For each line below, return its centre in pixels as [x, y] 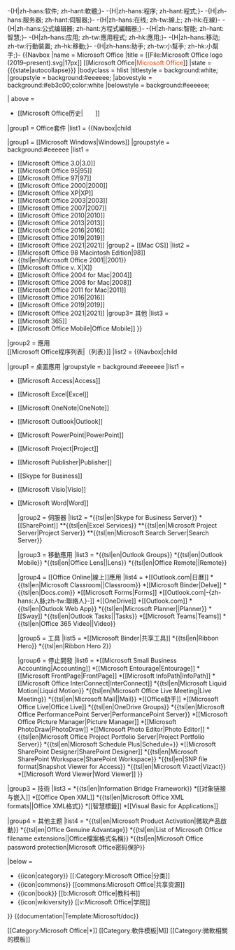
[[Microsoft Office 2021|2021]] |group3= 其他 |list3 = [93, 313]
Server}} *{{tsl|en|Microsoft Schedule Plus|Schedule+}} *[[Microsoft [116, 744]
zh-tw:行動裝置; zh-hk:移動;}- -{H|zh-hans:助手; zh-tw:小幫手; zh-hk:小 [110, 46]
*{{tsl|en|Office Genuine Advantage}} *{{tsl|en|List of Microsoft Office [121, 830]
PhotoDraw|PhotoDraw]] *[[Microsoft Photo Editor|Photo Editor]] [111, 729]
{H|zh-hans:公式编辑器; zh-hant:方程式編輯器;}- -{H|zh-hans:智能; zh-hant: [115, 28]
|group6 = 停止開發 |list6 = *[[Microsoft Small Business [97, 660]
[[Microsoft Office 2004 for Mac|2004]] [74, 275]
